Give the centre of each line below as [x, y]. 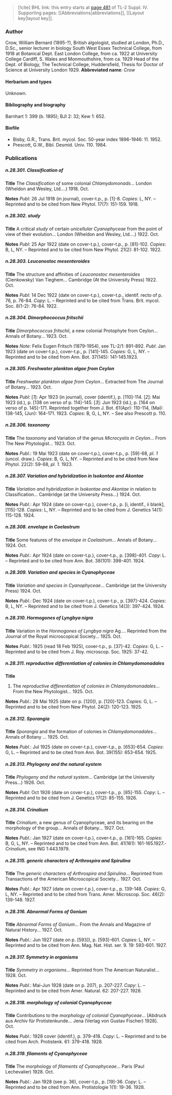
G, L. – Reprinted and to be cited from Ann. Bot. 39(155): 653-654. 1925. [81, 753]
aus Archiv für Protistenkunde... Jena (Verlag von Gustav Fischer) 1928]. [82, 1021]
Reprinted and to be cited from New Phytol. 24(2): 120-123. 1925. [74, 707]
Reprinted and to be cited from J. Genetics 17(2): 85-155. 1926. [71, 798]
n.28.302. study [23, 216]
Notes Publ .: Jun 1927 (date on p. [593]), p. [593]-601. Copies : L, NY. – [80, 940]
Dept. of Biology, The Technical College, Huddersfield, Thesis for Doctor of [84, 65]
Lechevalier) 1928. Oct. [30, 1072]
